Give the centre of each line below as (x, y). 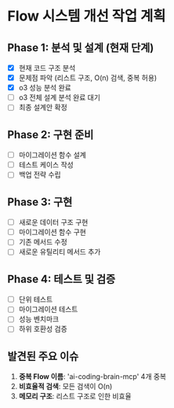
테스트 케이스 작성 (46, 165)
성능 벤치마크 (39, 319)
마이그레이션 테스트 (48, 309)
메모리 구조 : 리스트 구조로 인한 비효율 (75, 396)
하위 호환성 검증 (43, 329)
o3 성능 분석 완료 (45, 88)
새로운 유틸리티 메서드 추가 (60, 252)
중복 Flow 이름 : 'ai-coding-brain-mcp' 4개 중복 (92, 377)
